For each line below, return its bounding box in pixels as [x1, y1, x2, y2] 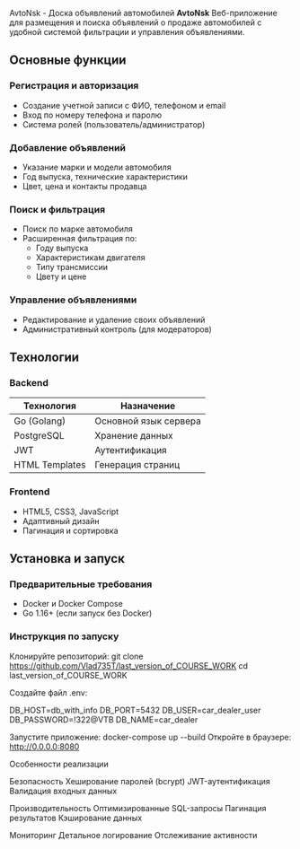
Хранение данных [93, 430, 173, 442]
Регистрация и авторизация [9, 80, 139, 92]
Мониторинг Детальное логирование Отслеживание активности [9, 829, 258, 840]
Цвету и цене [35, 271, 87, 282]
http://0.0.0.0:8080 [9, 740, 80, 752]
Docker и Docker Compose [22, 599, 123, 609]
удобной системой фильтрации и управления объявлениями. [9, 27, 245, 37]
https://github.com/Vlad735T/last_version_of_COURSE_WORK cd [9, 660, 249, 671]
